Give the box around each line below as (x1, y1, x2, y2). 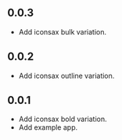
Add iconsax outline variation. (18, 71, 115, 80)
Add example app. (18, 123, 78, 132)
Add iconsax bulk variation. (18, 27, 107, 36)
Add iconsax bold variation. (18, 114, 107, 124)
